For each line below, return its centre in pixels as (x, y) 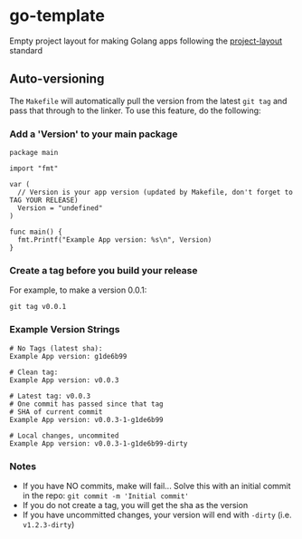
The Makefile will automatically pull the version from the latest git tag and (148, 101)
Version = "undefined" (60, 208)
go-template (57, 16)
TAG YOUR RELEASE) (44, 200)
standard (26, 50)
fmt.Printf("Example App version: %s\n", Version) (115, 240)
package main (34, 153)
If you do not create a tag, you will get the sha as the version (135, 505)
